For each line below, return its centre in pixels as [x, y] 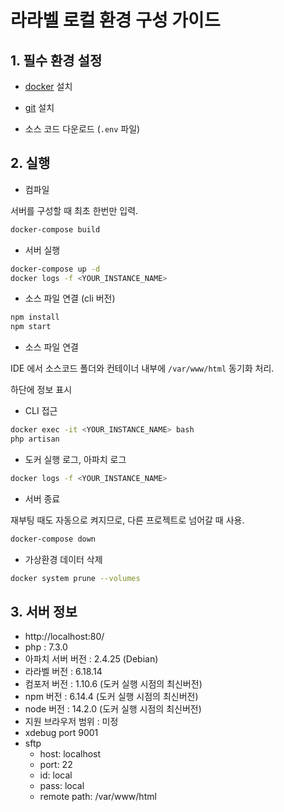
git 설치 [39, 107]
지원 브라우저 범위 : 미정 [71, 722]
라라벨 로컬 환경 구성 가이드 [115, 20]
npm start [31, 327]
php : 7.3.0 [46, 647]
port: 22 [56, 765]
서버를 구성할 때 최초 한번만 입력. [74, 210]
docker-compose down [53, 539]
